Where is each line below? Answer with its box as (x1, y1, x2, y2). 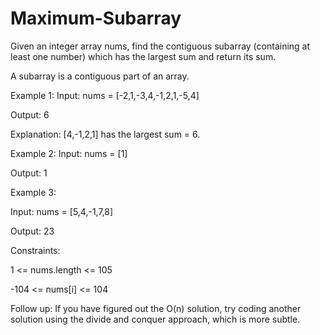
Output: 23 (10, 225, 55, 237)
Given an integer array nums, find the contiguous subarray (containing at (10, 40, 311, 52)
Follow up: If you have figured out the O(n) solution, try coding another (10, 302, 302, 314)
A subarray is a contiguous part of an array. (10, 70, 190, 82)
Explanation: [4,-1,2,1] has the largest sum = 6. (10, 128, 201, 140)
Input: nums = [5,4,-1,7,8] (10, 205, 114, 217)
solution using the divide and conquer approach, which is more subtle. (10, 313, 301, 325)
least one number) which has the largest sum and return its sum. (10, 50, 277, 62)
